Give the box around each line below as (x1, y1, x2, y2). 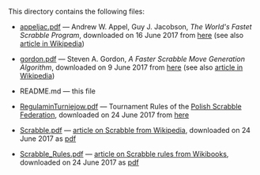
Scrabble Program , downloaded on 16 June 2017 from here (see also (19, 31, 243, 40)
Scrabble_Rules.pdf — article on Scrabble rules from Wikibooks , (19, 150, 229, 158)
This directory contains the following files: (8, 7, 145, 16)
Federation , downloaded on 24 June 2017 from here (19, 110, 190, 120)
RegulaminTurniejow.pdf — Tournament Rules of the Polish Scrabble (19, 102, 243, 111)
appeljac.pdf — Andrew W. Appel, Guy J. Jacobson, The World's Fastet (19, 22, 252, 31)
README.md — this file (19, 86, 96, 96)
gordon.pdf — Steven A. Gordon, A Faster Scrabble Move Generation (19, 55, 245, 63)
